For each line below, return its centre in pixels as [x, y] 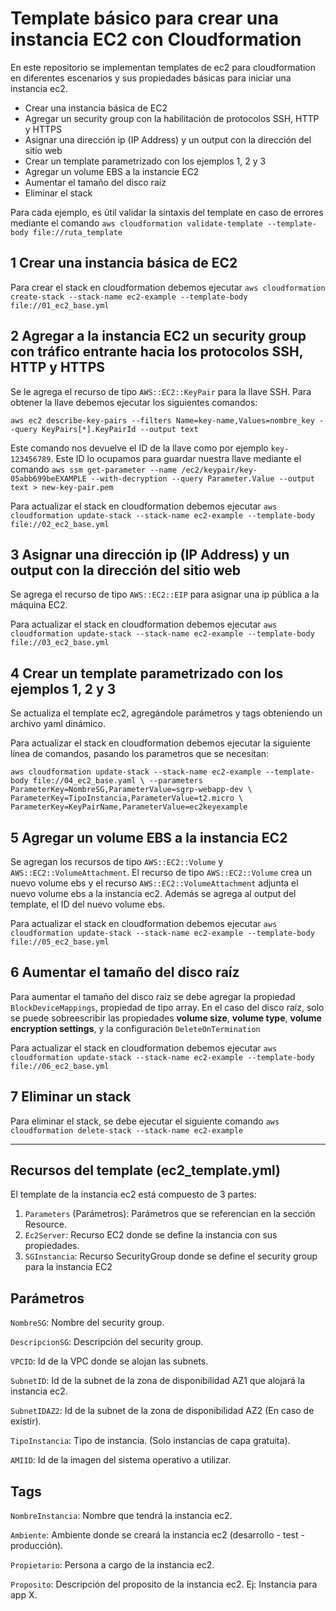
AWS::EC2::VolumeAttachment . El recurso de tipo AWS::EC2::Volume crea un [161, 872]
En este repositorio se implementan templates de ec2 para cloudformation [163, 67]
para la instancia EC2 [68, 1267]
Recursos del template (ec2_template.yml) [146, 1170]
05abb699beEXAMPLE [48, 478]
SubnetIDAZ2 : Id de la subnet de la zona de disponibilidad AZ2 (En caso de [162, 1411]
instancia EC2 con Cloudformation [156, 39]
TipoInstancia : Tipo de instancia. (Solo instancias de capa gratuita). [150, 1441]
